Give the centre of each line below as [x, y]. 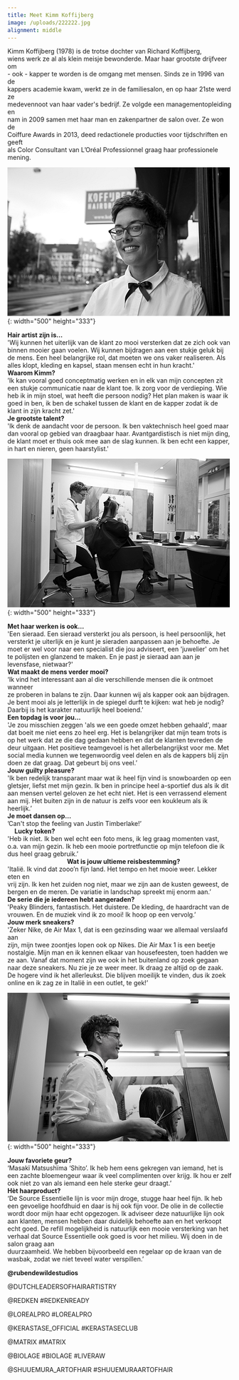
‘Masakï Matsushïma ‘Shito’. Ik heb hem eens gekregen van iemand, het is [116, 1168]
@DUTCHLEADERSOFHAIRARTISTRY [62, 1287]
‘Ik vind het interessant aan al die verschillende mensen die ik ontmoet [110, 680]
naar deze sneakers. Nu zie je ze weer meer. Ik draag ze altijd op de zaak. [116, 968]
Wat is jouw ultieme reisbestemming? [123, 862]
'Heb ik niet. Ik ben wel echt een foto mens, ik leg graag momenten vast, [113, 839]
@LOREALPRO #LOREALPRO [50, 1314]
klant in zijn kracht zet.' [41, 411]
